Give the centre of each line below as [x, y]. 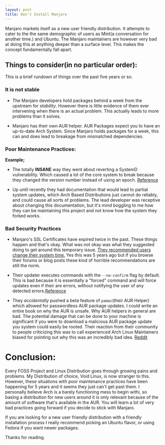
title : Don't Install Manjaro [36, 14]
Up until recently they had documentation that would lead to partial [80, 189]
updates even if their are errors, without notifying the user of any [78, 286]
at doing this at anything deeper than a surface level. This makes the [75, 44]
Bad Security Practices [33, 228]
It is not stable [22, 89]
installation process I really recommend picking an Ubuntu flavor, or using [80, 423]
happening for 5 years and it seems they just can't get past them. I [72, 387]
